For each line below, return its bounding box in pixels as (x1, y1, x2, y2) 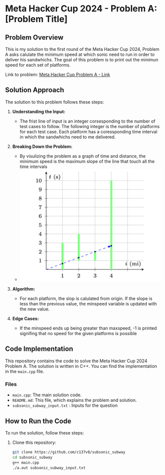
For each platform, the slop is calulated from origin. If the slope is (19, 296, 153, 302)
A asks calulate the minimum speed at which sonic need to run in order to (5, 51, 155, 57)
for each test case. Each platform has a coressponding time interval (19, 129, 158, 134)
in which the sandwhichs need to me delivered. (19, 134, 116, 140)
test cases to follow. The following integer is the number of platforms (19, 123, 160, 129)
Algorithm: (12, 286, 36, 292)
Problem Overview (5, 33, 64, 42)
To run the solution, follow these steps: (5, 430, 84, 435)
